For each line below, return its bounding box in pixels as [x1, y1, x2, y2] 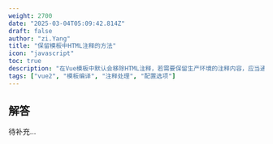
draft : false [8, 27, 53, 35]
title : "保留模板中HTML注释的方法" [8, 42, 116, 50]
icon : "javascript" [8, 49, 75, 57]
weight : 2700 [8, 11, 53, 20]
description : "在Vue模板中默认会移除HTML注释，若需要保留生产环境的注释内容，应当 [8, 65, 261, 73]
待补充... [8, 127, 37, 137]
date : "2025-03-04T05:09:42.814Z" [8, 19, 126, 28]
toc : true [8, 57, 42, 66]
